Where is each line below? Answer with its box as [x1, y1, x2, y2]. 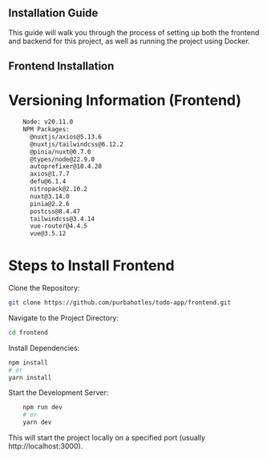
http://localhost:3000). [8, 441, 83, 451]
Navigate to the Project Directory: [8, 312, 119, 323]
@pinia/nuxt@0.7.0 [29, 147, 91, 155]
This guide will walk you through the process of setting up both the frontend [8, 27, 260, 37]
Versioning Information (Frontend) [8, 91, 242, 110]
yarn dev [22, 418, 52, 427]
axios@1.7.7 [29, 170, 70, 179]
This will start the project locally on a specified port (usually [8, 433, 206, 443]
